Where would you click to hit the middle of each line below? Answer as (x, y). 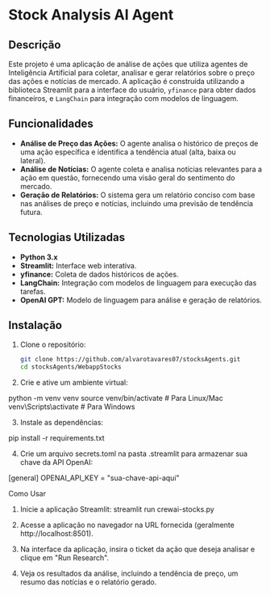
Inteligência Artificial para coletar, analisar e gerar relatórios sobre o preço (132, 73)
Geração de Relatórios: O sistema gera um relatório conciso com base (137, 195)
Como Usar (27, 494)
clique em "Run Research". (64, 558)
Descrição (35, 45)
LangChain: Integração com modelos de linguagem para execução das (138, 283)
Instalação (35, 325)
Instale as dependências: (61, 423)
